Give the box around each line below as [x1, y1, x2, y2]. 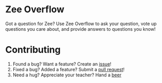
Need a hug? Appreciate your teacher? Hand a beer [12, 72, 122, 78]
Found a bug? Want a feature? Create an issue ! [12, 60, 111, 67]
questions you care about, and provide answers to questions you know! [5, 26, 156, 32]
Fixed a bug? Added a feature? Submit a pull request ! [12, 66, 125, 72]
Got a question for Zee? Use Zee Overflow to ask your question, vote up [5, 20, 157, 27]
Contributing [5, 44, 61, 56]
